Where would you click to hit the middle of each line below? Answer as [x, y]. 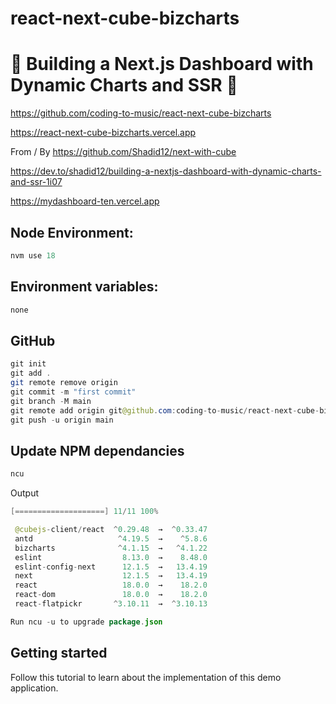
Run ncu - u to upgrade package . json [86, 622]
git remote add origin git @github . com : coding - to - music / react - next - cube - [165, 410]
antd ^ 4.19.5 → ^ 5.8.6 [111, 538]
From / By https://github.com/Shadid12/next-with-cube [123, 152]
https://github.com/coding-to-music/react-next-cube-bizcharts [141, 113]
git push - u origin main [62, 420]
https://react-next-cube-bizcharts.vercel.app [103, 133]
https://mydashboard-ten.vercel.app [85, 201]
